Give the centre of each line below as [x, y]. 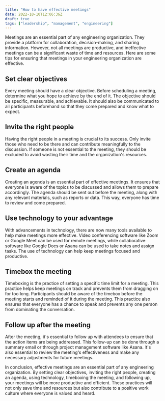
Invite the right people [40, 127]
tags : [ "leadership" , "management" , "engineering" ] [59, 23]
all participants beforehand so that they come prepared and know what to [80, 107]
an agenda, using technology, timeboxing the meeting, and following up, [78, 378]
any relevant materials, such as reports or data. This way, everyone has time [82, 198]
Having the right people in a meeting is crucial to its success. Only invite [78, 139]
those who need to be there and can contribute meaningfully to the [73, 144]
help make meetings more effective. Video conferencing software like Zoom [82, 235]
